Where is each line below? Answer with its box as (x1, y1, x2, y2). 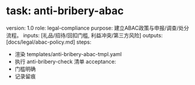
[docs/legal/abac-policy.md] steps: (6, 38, 92, 45)
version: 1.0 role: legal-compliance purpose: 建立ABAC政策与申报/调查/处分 (6, 24, 189, 31)
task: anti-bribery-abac (6, 4, 124, 18)
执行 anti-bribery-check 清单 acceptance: (14, 58, 116, 65)
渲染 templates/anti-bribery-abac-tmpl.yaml (14, 50, 122, 57)
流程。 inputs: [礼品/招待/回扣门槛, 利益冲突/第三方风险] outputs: (6, 31, 163, 39)
